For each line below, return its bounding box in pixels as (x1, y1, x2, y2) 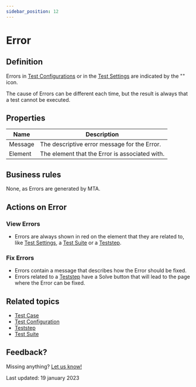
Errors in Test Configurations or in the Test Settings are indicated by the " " (6, 72, 185, 80)
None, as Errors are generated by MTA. (6, 185, 101, 192)
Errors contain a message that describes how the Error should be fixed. (14, 267, 187, 274)
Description (85, 130, 119, 139)
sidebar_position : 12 (6, 8, 59, 15)
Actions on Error (6, 202, 67, 212)
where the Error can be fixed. (14, 279, 85, 286)
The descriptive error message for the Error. (40, 140, 161, 148)
